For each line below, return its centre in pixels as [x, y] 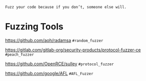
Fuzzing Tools [34, 27]
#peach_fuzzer [20, 54]
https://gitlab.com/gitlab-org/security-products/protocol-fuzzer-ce [73, 50]
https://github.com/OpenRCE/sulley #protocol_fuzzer [60, 64]
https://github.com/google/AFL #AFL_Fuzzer [49, 73]
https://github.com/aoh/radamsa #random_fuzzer [54, 40]
